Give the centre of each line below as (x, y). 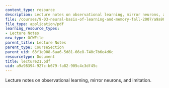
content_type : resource (30, 10)
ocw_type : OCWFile (24, 38)
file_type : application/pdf (35, 24)
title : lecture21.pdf (28, 61)
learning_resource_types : (32, 29)
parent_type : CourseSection (35, 47)
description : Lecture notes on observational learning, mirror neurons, (83, 15)
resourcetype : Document (30, 57)
